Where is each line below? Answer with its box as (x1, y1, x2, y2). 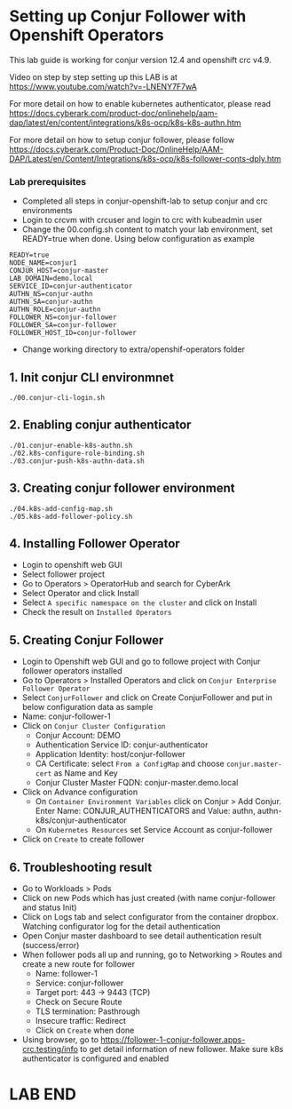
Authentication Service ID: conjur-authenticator (35, 739, 209, 750)
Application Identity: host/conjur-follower (35, 749, 186, 760)
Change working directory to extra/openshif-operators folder (21, 344, 246, 355)
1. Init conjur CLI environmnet (9, 370, 175, 385)
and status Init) (21, 902, 77, 913)
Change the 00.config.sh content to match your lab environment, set (21, 224, 273, 235)
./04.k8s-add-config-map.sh (9, 504, 114, 513)
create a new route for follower (21, 959, 136, 969)
